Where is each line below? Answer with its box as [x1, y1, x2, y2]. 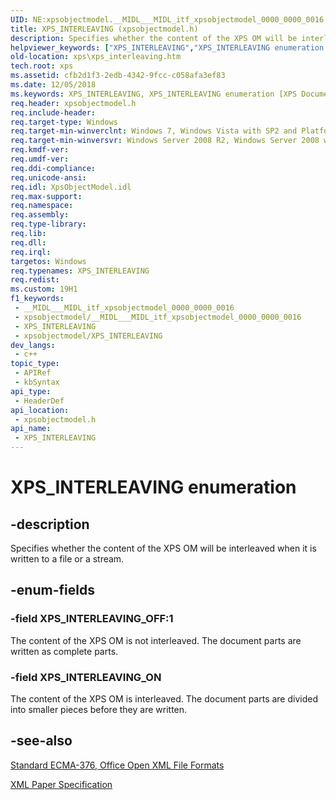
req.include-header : [10, 107, 97, 118]
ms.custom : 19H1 [10, 284, 78, 295]
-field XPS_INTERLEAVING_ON [10, 670, 162, 684]
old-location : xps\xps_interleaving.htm [10, 52, 182, 62]
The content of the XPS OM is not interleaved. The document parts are [10, 634, 302, 646]
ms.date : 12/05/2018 [10, 80, 97, 90]
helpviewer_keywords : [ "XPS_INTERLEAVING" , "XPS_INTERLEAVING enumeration [10, 42, 325, 53]
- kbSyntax [14, 377, 60, 387]
